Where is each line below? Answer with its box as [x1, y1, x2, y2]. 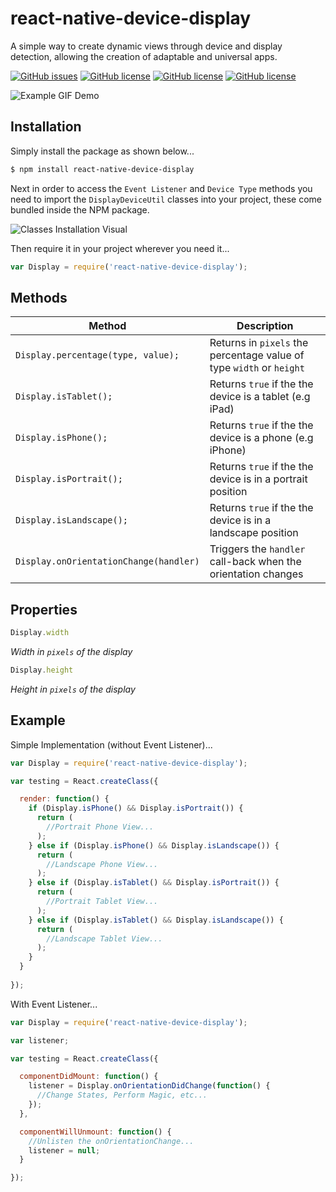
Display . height [10, 665, 74, 675]
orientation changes [209, 567, 304, 581]
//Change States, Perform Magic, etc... [36, 1090, 208, 1101]
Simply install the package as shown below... [10, 145, 195, 157]
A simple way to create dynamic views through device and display [10, 40, 283, 52]
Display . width [10, 628, 70, 638]
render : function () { [19, 794, 110, 804]
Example [10, 712, 66, 729]
